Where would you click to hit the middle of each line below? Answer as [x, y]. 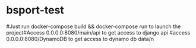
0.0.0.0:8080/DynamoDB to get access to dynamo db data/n [80, 39]
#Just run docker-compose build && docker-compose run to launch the [94, 26]
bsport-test [35, 10]
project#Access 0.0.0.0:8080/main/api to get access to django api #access [98, 32]
